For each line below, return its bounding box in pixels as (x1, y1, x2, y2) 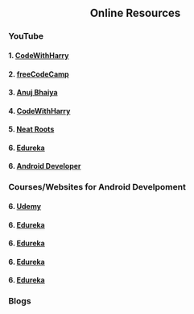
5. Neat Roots (8, 124, 55, 134)
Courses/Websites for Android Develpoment (8, 182, 187, 193)
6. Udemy (8, 201, 42, 211)
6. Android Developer (8, 161, 82, 171)
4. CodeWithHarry (8, 106, 71, 115)
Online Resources (89, 6, 181, 20)
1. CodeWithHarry (8, 50, 69, 60)
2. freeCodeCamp (8, 69, 70, 79)
